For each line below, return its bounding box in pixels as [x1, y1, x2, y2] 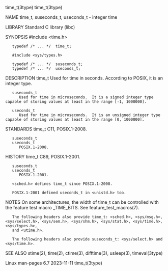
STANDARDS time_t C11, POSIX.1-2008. [5, 126, 88, 132]
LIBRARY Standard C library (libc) [5, 24, 75, 30]
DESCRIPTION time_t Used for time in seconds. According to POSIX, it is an [5, 75, 163, 81]
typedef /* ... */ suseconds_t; [12, 62, 83, 67]
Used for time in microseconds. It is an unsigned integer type [18, 113, 160, 118]
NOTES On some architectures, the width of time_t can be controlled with [5, 199, 159, 205]
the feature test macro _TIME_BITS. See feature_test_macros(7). [5, 205, 139, 210]
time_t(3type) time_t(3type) [5, 5, 63, 10]
